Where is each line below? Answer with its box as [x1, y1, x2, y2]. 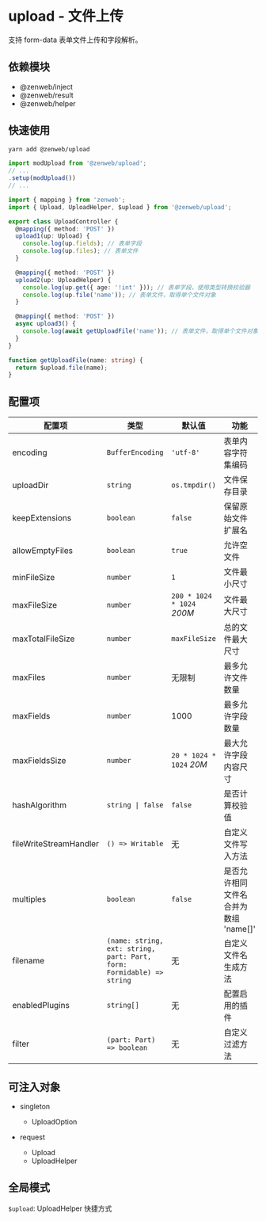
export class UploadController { [8, 217, 119, 226]
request [19, 1132, 45, 1142]
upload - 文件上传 [8, 7, 124, 25]
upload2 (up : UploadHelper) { [15, 276, 112, 284]
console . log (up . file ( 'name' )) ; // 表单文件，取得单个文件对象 [22, 291, 216, 299]
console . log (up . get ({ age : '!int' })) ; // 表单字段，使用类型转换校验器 [22, 283, 251, 292]
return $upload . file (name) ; [15, 364, 108, 372]
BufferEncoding [106, 448, 164, 457]
